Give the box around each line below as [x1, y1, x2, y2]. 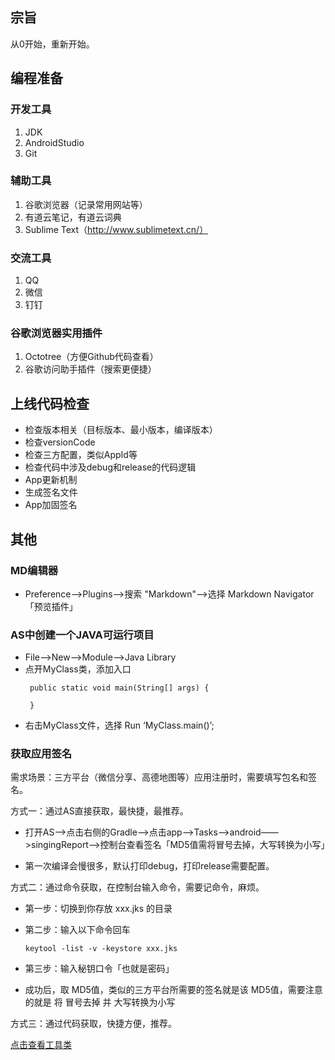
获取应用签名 [10, 747, 73, 761]
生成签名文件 [24, 486, 78, 498]
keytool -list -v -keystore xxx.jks [24, 944, 178, 954]
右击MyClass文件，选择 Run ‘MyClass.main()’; [24, 719, 215, 732]
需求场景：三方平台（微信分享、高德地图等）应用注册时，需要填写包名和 [10, 771, 308, 783]
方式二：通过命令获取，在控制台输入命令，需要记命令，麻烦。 [10, 881, 265, 893]
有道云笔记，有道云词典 [24, 211, 122, 223]
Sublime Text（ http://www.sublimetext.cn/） [24, 223, 209, 235]
